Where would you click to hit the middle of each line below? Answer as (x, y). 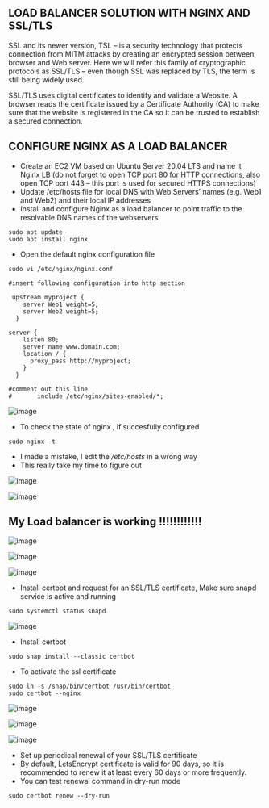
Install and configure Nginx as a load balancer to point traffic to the (131, 208)
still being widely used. (46, 79)
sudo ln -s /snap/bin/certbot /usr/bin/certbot (90, 687)
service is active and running (68, 597)
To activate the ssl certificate (68, 672)
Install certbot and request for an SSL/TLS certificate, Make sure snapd (138, 588)
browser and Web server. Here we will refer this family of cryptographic (127, 62)
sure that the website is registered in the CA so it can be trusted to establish (134, 112)
